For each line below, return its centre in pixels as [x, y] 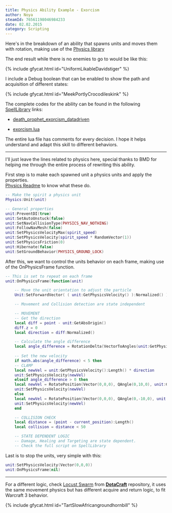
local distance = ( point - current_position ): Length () [74, 422]
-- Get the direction [37, 318]
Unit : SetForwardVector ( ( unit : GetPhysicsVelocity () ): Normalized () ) [91, 295]
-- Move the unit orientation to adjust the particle [73, 290]
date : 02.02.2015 [24, 24]
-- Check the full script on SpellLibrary [60, 445]
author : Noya [19, 15]
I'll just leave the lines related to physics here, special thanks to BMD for [81, 160]
